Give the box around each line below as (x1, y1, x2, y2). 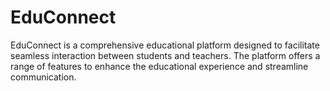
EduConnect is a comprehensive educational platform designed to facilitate (10, 39, 320, 51)
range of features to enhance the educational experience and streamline (10, 60, 309, 72)
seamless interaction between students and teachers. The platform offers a (10, 49, 321, 61)
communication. (10, 71, 77, 83)
